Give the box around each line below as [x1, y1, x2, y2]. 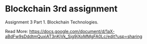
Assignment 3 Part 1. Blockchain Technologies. [5, 19, 98, 25]
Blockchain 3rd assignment [5, 3, 118, 14]
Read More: [5, 28, 28, 34]
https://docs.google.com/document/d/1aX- [29, 28, 115, 34]
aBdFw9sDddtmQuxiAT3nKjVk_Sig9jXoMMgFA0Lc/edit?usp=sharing [5, 33, 143, 39]
